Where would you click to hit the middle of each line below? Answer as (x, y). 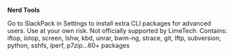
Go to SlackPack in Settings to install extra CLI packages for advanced (109, 23)
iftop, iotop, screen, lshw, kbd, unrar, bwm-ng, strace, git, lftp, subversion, (114, 38)
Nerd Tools (24, 10)
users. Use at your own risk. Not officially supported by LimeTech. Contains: (117, 31)
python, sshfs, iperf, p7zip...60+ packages (69, 45)
